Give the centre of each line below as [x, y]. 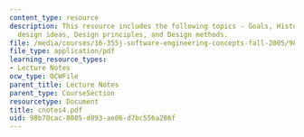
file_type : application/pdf [62, 51]
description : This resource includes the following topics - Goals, [141, 26]
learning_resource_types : [58, 59]
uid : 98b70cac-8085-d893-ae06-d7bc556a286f [93, 118]
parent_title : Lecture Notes [64, 85]
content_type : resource [54, 18]
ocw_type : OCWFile [44, 77]
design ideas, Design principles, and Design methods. [123, 34]
